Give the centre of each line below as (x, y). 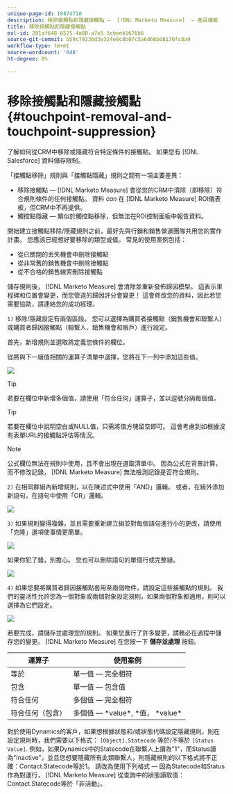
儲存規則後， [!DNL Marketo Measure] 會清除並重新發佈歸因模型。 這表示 (112, 286)
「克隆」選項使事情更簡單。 (47, 532)
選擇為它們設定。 (32, 605)
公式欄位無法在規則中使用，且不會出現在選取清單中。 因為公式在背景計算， (114, 463)
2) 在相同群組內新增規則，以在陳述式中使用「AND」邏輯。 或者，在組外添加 (116, 487)
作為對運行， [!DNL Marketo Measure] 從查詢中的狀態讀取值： (96, 775)
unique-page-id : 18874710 (44, 14)
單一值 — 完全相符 (103, 674)
